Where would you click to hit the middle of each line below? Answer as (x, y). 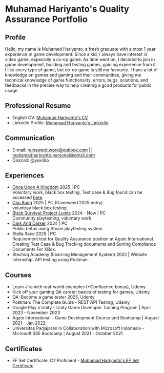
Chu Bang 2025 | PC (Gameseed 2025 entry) (57, 203)
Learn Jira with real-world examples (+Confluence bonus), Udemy (79, 287)
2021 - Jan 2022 (29, 323)
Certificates (24, 349)
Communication (30, 138)
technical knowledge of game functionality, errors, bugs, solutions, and (77, 80)
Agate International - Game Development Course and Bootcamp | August (85, 318)
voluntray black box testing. (40, 208)
